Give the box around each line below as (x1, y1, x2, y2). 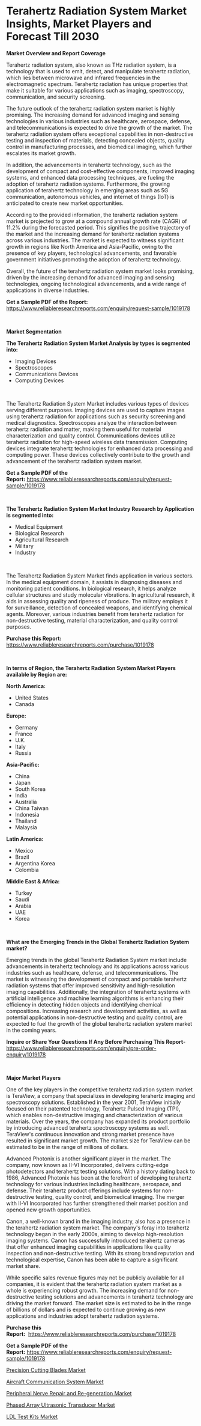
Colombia (14, 866, 39, 873)
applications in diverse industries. (6, 287, 89, 294)
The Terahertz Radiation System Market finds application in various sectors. (6, 572, 194, 579)
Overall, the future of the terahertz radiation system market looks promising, (6, 267, 194, 275)
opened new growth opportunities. (6, 1206, 92, 1213)
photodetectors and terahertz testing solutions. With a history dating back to (6, 1168, 195, 1175)
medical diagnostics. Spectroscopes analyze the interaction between (6, 419, 177, 426)
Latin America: (6, 835, 44, 842)
